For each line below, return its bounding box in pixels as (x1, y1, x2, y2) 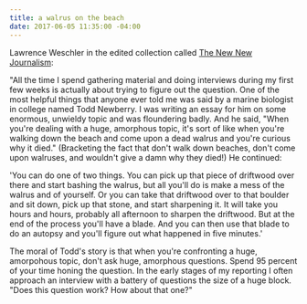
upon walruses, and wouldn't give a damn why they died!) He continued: (9, 152, 282, 162)
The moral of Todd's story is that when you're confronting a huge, (9, 246, 258, 257)
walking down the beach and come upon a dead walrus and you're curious (9, 132, 291, 143)
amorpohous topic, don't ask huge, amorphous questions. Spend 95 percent (9, 255, 298, 266)
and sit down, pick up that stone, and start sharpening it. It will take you (9, 198, 279, 210)
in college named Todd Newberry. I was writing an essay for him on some (9, 103, 286, 114)
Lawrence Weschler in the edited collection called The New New (9, 47, 253, 58)
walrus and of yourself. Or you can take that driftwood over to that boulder (9, 189, 290, 200)
